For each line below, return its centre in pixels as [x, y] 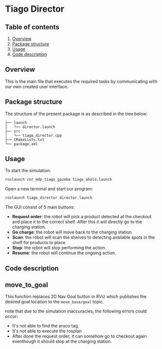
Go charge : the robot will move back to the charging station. [72, 232]
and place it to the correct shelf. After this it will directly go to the [77, 222]
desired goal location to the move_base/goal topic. [54, 302]
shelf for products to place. [39, 243]
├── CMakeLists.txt [25, 140]
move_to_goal [27, 285]
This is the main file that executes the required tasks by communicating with [81, 81]
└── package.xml [21, 144]
